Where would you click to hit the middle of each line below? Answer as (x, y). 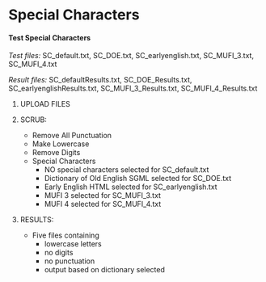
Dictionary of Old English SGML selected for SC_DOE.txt (138, 179)
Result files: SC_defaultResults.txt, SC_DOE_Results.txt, (100, 80)
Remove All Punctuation (72, 136)
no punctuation (70, 261)
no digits (59, 253)
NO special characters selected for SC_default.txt (127, 170)
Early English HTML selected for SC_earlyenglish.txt (131, 187)
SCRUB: (33, 120)
